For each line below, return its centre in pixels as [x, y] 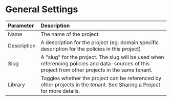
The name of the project [70, 34]
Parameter [21, 26]
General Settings [42, 9]
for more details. [60, 91]
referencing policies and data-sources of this [95, 63]
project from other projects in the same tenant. [96, 70]
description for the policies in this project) [91, 48]
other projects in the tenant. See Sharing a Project [100, 84]
